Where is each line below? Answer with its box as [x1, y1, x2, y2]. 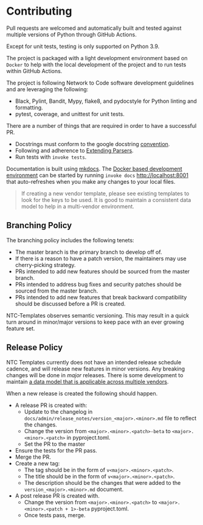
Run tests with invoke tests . [15, 153, 87, 161]
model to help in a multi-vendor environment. [21, 203, 135, 210]
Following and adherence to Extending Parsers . [15, 147, 134, 154]
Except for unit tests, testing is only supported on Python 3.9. [6, 43, 160, 50]
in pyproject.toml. [66, 434, 111, 441]
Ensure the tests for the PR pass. [15, 447, 97, 454]
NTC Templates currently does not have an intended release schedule [6, 358, 182, 366]
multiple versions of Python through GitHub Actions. [6, 30, 137, 38]
